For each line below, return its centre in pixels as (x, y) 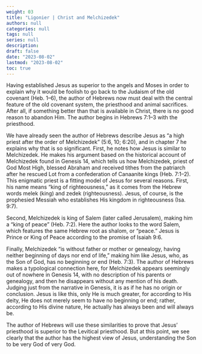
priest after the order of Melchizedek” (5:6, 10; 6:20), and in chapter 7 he (96, 142)
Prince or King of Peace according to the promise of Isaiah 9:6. (84, 237)
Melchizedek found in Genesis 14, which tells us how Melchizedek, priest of (100, 162)
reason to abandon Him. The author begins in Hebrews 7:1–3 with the (92, 117)
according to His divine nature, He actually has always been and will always (100, 307)
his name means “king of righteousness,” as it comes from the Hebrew (94, 187)
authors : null (24, 23)
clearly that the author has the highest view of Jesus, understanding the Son (101, 338)
